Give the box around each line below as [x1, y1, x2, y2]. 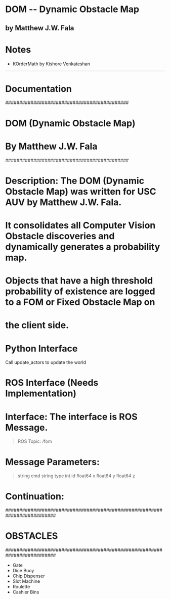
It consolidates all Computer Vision [5, 219, 156, 231]
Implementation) [5, 388, 77, 399]
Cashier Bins [12, 589, 39, 595]
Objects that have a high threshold [5, 275, 153, 287]
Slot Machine [12, 578, 40, 584]
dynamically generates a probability [5, 241, 160, 252]
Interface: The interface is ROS [5, 411, 138, 423]
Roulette [12, 584, 30, 590]
